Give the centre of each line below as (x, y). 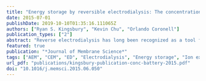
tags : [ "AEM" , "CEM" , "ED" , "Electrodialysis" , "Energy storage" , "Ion (100, 57)
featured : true (26, 46)
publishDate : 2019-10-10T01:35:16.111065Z (61, 23)
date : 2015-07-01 (29, 18)
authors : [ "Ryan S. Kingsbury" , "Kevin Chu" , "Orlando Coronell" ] (93, 29)
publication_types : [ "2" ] (39, 35)
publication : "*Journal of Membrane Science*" (67, 52)
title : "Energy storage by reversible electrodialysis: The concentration (104, 12)
